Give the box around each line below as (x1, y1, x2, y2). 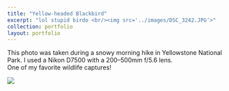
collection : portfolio (7, 23, 73, 30)
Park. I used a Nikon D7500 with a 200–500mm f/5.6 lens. (7, 56, 173, 65)
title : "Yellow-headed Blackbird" (7, 10, 108, 17)
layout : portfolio (7, 29, 61, 37)
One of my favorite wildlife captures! (7, 63, 111, 72)
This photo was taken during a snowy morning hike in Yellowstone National (7, 49, 223, 57)
